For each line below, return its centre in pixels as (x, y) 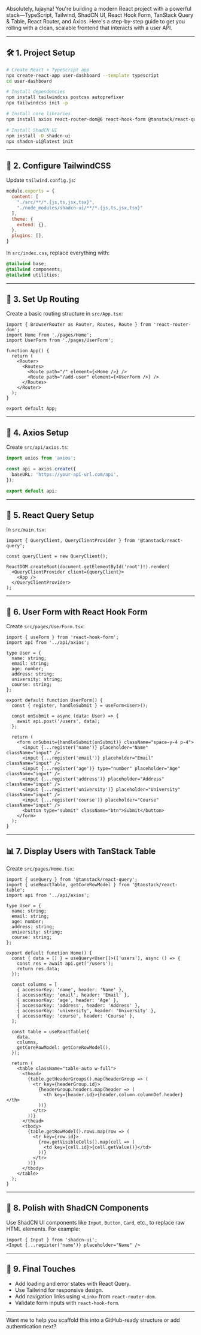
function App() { (28, 351)
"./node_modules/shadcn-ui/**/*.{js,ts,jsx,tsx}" (80, 208)
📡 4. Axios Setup (38, 432)
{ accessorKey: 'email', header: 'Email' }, (73, 995)
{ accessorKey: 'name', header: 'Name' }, (71, 990)
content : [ (25, 197)
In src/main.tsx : (26, 530)
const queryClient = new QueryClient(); (57, 556)
